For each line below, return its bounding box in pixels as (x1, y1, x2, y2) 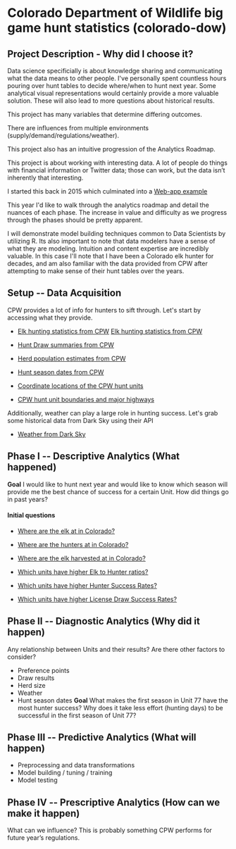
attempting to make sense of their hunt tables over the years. (7, 267, 185, 275)
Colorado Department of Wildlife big (7, 5, 223, 21)
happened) (7, 461, 57, 473)
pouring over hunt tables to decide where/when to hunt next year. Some (7, 82, 216, 89)
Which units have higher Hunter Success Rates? (17, 581, 157, 589)
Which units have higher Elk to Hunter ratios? (17, 567, 149, 576)
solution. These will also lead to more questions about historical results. (7, 96, 215, 105)
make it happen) (7, 807, 80, 819)
